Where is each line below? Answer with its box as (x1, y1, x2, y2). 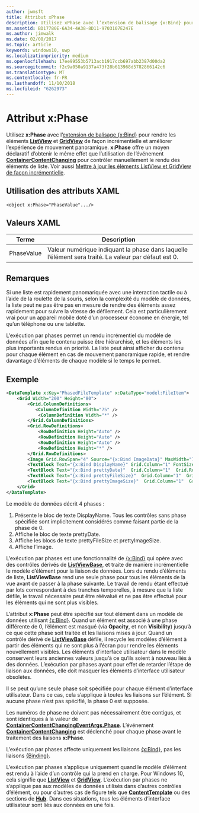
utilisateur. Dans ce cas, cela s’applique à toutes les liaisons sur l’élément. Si (6, 691, 192, 698)
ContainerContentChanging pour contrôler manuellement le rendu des (6, 156, 181, 163)
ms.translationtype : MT (6, 69, 65, 75)
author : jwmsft (6, 8, 44, 15)
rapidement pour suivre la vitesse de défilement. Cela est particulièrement (6, 308, 187, 315)
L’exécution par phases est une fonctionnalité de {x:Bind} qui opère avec (6, 554, 184, 561)
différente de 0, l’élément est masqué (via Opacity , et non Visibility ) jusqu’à (6, 623, 191, 630)
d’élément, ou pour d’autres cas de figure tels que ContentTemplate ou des (6, 789, 191, 796)
